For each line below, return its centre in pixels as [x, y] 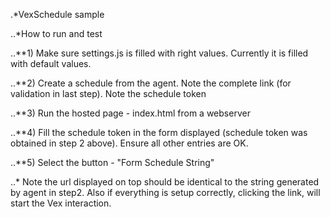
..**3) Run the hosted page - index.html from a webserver [130, 113]
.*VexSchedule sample [57, 14]
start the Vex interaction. [61, 203]
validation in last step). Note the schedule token [108, 93]
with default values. [51, 63]
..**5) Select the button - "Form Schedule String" [112, 162]
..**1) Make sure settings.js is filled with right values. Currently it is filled [159, 53]
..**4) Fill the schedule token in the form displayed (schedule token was [159, 132]
